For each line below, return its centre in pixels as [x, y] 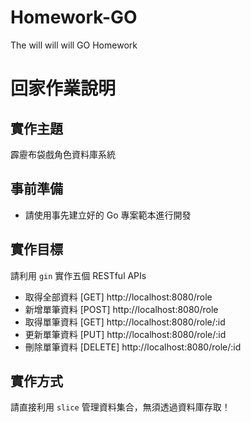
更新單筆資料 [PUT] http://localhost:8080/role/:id [125, 334]
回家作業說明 [63, 88]
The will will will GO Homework [74, 45]
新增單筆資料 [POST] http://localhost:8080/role [121, 309]
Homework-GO [74, 17]
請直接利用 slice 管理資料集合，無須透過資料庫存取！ [120, 407]
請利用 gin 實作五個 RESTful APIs [78, 275]
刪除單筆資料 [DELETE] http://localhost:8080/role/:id [133, 347]
